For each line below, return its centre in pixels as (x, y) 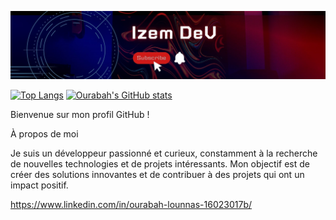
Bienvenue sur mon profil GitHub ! (80, 114)
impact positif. (39, 185)
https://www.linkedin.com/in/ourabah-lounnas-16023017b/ (131, 204)
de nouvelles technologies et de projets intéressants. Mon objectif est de (160, 163)
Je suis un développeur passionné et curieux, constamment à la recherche (164, 153)
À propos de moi (44, 133)
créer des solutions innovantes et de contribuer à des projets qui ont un (157, 174)
